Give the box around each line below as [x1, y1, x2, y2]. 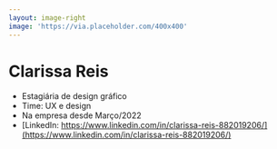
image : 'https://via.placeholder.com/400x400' [8, 22, 188, 31]
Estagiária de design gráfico [21, 91, 128, 102]
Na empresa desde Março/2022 [21, 110, 142, 121]
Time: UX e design [21, 101, 92, 112]
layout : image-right [8, 13, 87, 23]
